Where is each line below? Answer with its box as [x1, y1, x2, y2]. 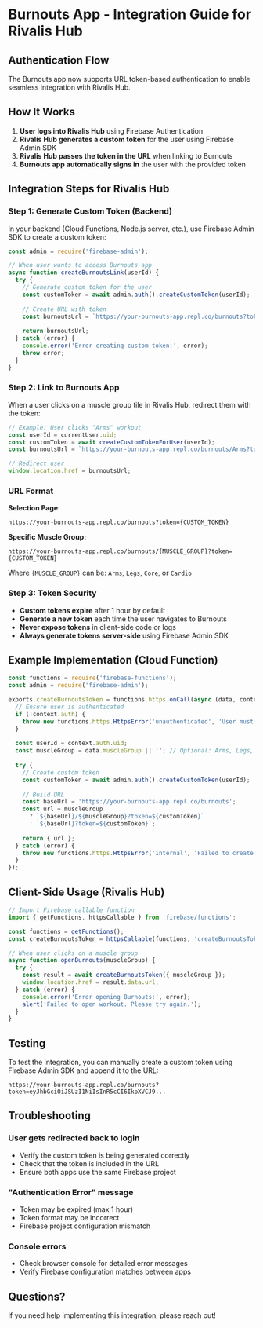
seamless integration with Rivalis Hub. [8, 82, 131, 92]
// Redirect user [8, 459, 65, 468]
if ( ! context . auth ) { [15, 710, 86, 718]
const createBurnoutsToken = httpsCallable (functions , [8, 935, 191, 943]
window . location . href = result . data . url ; [22, 979, 159, 986]
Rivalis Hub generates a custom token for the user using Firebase [19, 134, 235, 144]
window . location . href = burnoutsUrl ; [8, 467, 131, 475]
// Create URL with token [22, 305, 107, 313]
